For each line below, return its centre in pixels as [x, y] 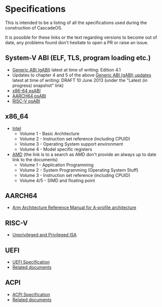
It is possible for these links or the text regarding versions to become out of [81, 37]
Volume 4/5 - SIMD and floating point [57, 180]
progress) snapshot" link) [38, 85]
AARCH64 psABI [29, 96]
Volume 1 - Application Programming [56, 165]
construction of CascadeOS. [34, 27]
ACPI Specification [31, 294]
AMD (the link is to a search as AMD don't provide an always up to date [84, 154]
